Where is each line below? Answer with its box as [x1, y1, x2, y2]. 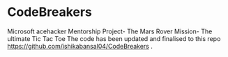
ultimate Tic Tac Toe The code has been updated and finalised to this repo [7, 34, 221, 42]
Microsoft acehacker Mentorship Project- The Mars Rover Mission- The [7, 27, 213, 35]
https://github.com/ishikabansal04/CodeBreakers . [7, 42, 153, 50]
